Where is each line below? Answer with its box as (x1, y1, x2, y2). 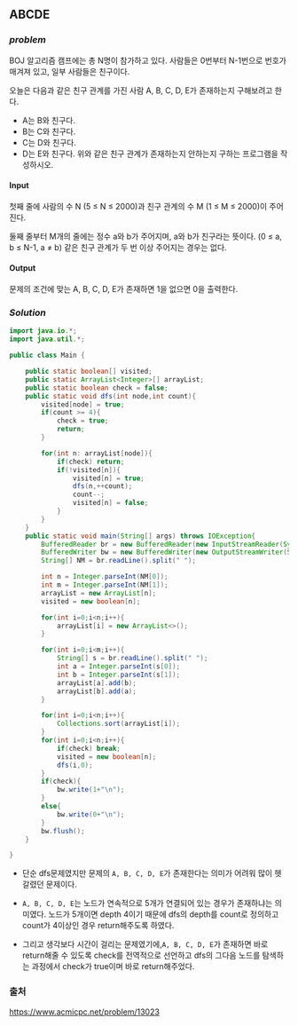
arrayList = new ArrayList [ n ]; (41, 588, 157, 597)
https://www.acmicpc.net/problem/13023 (9, 1006, 160, 1017)
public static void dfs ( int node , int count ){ (25, 391, 197, 400)
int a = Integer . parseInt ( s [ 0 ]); (56, 662, 180, 671)
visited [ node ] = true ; (41, 399, 125, 409)
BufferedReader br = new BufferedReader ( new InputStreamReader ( (41, 540, 284, 549)
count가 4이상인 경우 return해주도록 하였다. (21, 920, 175, 931)
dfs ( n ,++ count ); (72, 482, 133, 491)
